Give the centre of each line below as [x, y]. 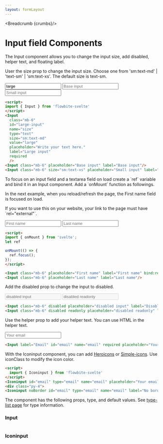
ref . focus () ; [23, 256]
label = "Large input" [30, 152]
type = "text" [22, 134]
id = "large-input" [27, 124]
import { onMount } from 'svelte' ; [41, 238]
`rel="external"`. [21, 213]
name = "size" [22, 129]
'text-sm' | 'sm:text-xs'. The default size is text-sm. [56, 76]
